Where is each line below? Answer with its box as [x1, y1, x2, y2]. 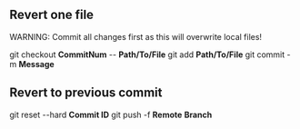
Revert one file [9, 7, 94, 23]
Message [18, 58, 55, 69]
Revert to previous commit [9, 85, 163, 101]
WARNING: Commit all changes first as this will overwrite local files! [9, 31, 262, 42]
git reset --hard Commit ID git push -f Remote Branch [9, 109, 213, 120]
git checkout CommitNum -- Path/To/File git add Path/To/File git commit [9, 49, 285, 60]
